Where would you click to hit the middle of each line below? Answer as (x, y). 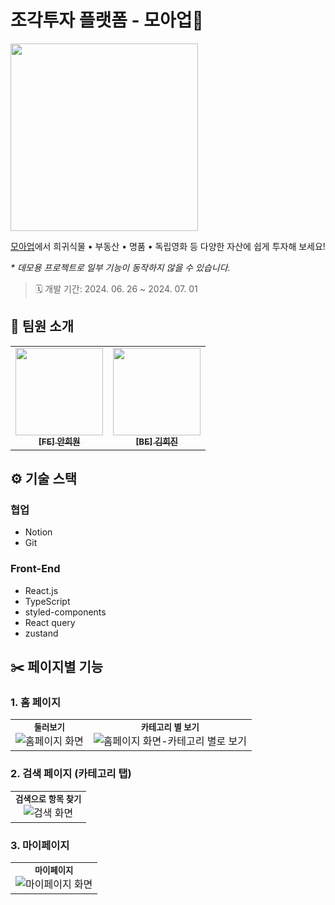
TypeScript (47, 601)
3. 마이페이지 (40, 845)
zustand (41, 633)
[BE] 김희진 (156, 441)
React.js (41, 590)
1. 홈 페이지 (35, 703)
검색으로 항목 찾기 (48, 799)
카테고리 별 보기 (170, 727)
